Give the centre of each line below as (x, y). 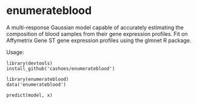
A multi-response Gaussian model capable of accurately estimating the (95, 27)
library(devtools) (29, 63)
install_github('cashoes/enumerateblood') (61, 68)
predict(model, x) (29, 95)
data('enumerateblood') (36, 85)
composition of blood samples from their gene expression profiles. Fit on (97, 33)
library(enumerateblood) (38, 79)
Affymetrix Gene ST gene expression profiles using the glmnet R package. (99, 40)
